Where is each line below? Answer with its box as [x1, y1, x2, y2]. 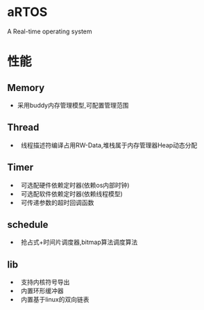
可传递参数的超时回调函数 [20, 198, 94, 206]
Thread [7, 122, 40, 133]
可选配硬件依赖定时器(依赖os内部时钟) [20, 181, 130, 189]
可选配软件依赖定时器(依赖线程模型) [20, 189, 123, 198]
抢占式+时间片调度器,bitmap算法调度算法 [20, 238, 138, 247]
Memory [7, 81, 45, 94]
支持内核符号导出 [20, 278, 70, 286]
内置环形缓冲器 [20, 286, 64, 295]
